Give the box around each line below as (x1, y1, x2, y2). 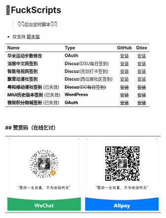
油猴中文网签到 (7, 60, 38, 66)
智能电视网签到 (7, 68, 38, 74)
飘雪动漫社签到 (7, 76, 38, 82)
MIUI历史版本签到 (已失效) (7, 92, 61, 98)
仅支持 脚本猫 (12, 33, 40, 39)
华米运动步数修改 (7, 53, 42, 58)
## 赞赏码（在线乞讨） (5, 124, 59, 131)
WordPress (64, 92, 88, 98)
